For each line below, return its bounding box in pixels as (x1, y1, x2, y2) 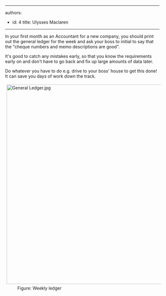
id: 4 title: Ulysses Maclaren (12, 19, 69, 25)
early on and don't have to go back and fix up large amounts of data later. (5, 58, 153, 64)
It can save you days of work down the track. (5, 73, 96, 79)
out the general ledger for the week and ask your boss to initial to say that (5, 39, 154, 44)
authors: (5, 10, 22, 15)
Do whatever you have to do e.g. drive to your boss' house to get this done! (5, 68, 158, 74)
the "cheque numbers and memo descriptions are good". (5, 44, 120, 50)
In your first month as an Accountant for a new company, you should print (5, 33, 154, 39)
